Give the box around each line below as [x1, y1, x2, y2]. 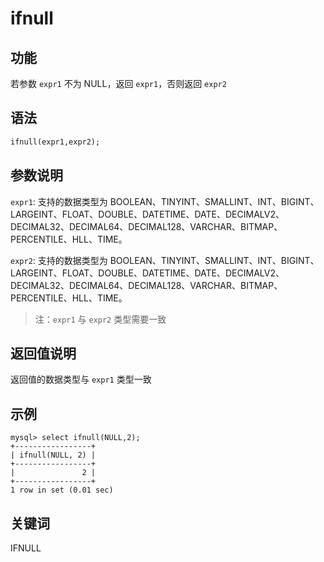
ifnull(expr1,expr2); [10, 137, 101, 147]
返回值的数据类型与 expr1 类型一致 [10, 373, 152, 386]
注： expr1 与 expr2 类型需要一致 [34, 313, 167, 325]
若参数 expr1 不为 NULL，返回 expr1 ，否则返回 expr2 [10, 78, 227, 89]
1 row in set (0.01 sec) [10, 485, 114, 496]
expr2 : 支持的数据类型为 [10, 254, 108, 266]
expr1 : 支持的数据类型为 [10, 195, 108, 207]
